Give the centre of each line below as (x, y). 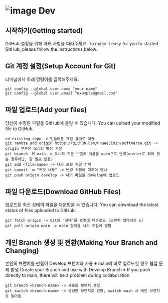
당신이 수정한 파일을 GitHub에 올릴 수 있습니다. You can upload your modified (83, 123)
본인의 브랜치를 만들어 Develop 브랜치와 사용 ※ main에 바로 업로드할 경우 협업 (81, 263)
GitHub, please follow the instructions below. (51, 49)
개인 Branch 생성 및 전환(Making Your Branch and (81, 242)
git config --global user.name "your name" (51, 89)
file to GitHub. (20, 129)
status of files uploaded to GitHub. (41, 211)
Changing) (22, 250)
